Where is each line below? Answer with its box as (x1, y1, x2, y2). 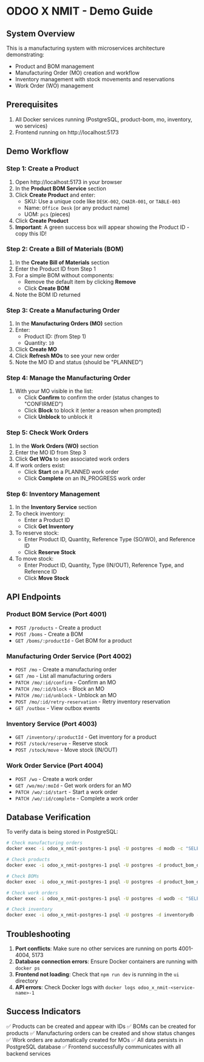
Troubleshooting (6, 928, 71, 939)
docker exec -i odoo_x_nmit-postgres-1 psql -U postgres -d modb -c (6, 845, 183, 852)
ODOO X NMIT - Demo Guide (6, 4, 153, 18)
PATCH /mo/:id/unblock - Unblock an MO (15, 691, 117, 698)
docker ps (15, 965, 41, 972)
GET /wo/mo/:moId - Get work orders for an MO (15, 782, 132, 789)
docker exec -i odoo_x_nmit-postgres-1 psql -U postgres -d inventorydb (6, 912, 194, 918)
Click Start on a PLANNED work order (24, 468, 120, 475)
